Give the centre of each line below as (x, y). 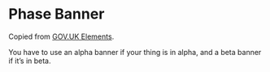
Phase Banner (57, 14)
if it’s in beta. (30, 61)
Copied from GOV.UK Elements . (61, 36)
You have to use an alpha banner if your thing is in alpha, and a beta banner (135, 52)
